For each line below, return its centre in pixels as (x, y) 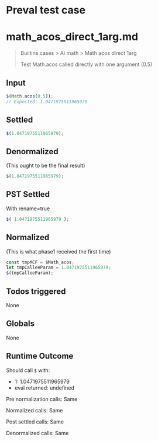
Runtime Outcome (40, 356)
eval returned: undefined (44, 388)
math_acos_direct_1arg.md (72, 37)
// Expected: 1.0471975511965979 (47, 102)
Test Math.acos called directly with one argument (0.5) (86, 64)
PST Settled (28, 194)
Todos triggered (36, 291)
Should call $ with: (28, 370)
